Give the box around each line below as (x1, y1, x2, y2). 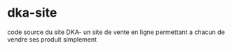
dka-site (7, 5, 57, 21)
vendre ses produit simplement (7, 35, 97, 43)
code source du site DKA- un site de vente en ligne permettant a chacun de (7, 28, 226, 36)
